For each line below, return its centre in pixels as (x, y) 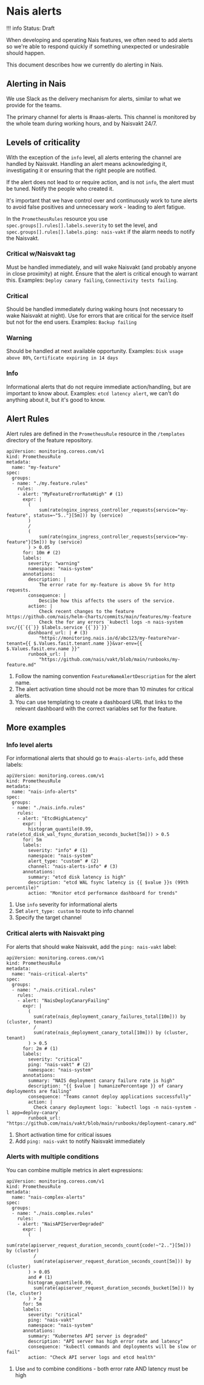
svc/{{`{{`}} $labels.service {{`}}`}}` (58, 627)
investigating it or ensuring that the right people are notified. (81, 170)
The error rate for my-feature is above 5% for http (107, 585)
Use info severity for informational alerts (66, 904)
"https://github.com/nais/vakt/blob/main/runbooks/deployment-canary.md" (102, 1123)
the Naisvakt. (23, 238)
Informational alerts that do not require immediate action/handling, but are (99, 387)
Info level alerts (29, 745)
